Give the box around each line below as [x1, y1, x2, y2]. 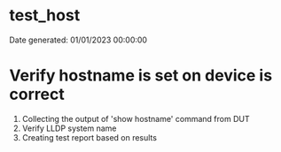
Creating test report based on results [21, 132, 158, 142]
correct [9, 85, 65, 104]
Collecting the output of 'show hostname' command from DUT [21, 113, 250, 124]
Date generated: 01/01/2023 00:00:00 [9, 34, 148, 45]
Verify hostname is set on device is [9, 65, 273, 86]
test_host [9, 5, 81, 26]
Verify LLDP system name [21, 123, 117, 133]
